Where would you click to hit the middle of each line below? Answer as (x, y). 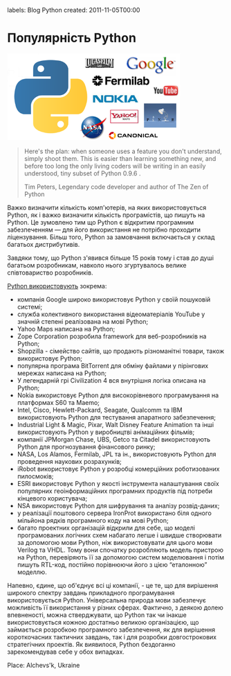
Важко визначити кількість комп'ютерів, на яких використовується (107, 207)
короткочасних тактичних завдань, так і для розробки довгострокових (112, 636)
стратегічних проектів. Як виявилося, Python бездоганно (91, 644)
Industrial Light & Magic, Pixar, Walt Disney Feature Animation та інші (115, 424)
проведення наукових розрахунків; (70, 461)
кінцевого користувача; (52, 498)
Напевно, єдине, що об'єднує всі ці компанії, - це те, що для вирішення (113, 585)
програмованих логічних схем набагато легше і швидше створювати (119, 535)
